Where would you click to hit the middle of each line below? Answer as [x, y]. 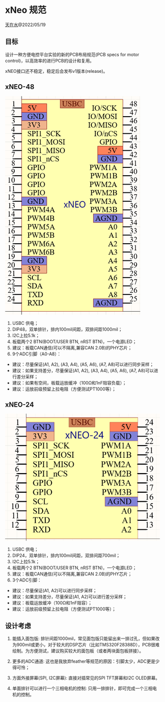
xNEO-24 [20, 404]
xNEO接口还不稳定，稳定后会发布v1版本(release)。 [56, 71]
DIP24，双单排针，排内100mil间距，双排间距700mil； [66, 555]
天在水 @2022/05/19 [25, 25]
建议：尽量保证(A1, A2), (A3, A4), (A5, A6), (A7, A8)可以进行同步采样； [83, 364]
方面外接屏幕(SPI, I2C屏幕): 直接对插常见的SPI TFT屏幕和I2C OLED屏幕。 [86, 678]
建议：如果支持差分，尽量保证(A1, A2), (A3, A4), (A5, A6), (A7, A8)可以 [83, 370]
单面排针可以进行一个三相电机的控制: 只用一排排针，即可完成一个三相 [82, 688]
